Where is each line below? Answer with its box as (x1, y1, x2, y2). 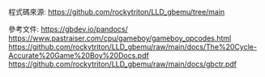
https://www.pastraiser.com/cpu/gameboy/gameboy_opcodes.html (8, 33, 232, 43)
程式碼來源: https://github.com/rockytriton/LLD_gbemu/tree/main (8, 7, 225, 16)
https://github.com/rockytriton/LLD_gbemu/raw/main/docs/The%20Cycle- (8, 42, 258, 51)
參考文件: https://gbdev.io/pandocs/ (8, 24, 128, 34)
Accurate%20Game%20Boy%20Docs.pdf (8, 51, 150, 60)
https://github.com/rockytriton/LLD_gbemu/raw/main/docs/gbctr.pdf (8, 59, 237, 69)
